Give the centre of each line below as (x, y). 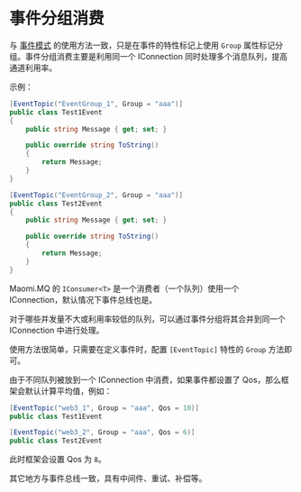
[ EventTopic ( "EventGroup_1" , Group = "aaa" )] (96, 104)
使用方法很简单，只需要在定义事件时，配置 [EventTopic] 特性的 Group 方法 (147, 349)
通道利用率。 (33, 68)
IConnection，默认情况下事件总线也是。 (83, 299)
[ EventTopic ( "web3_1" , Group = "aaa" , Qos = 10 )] (105, 408)
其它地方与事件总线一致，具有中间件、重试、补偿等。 (108, 478)
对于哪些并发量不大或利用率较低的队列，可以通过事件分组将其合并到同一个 (147, 319)
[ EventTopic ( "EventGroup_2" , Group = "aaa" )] (96, 195)
